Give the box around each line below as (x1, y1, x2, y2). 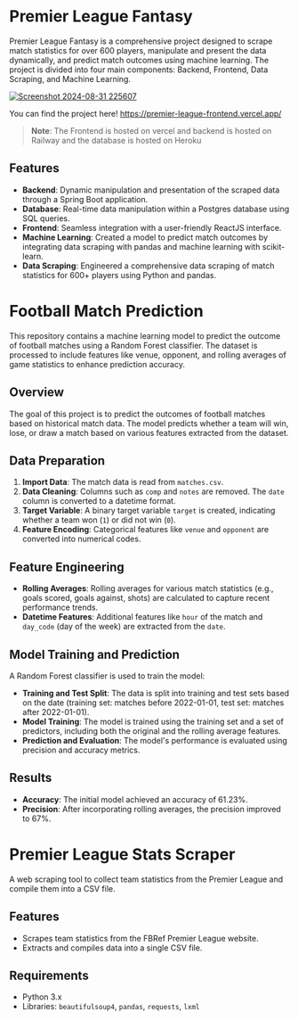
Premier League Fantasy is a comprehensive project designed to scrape (9, 36, 273, 46)
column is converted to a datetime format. (21, 496, 176, 506)
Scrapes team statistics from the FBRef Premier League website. (21, 933, 260, 943)
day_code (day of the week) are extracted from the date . (21, 621, 226, 632)
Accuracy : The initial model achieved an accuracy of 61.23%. (21, 794, 248, 804)
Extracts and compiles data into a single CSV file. (21, 942, 203, 953)
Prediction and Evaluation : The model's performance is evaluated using (21, 735, 287, 745)
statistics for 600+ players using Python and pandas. (21, 269, 216, 280)
